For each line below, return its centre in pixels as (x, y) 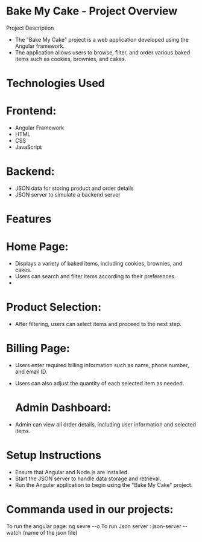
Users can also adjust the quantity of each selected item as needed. (99, 383)
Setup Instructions (54, 455)
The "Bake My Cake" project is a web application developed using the (102, 39)
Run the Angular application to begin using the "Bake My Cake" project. (104, 485)
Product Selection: (54, 307)
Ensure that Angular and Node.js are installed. (72, 472)
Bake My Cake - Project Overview (92, 11)
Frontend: (31, 111)
